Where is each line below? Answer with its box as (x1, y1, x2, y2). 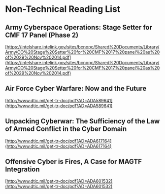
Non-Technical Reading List (5, 3, 121, 15)
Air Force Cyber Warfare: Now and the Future (5, 84, 147, 93)
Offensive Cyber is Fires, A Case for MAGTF (5, 157, 142, 166)
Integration (5, 165, 40, 174)
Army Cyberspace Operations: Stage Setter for (5, 23, 153, 32)
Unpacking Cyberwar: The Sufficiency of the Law (5, 117, 160, 125)
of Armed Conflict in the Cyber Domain (5, 125, 127, 133)
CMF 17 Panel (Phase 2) (5, 31, 79, 39)
